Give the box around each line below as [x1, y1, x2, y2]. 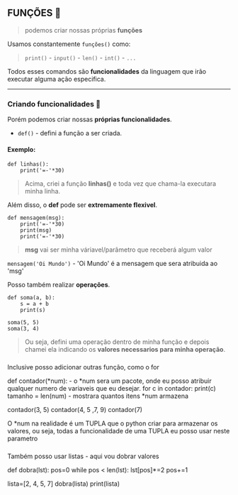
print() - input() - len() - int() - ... [24, 53, 137, 62]
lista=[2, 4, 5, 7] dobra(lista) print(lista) [7, 479, 120, 488]
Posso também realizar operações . [7, 281, 110, 289]
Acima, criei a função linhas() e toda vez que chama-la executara [24, 179, 217, 188]
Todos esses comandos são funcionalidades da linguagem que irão [7, 67, 207, 75]
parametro [7, 434, 38, 443]
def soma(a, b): [7, 294, 55, 301]
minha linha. [24, 187, 61, 196]
